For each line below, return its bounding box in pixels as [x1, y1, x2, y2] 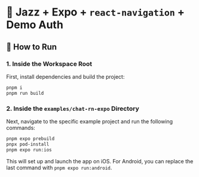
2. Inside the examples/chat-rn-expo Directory [6, 104, 139, 113]
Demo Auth [6, 18, 64, 32]
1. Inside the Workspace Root [6, 60, 93, 68]
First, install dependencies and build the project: [6, 73, 125, 80]
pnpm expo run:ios [6, 147, 52, 153]
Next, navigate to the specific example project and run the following [6, 117, 173, 125]
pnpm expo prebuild [6, 135, 55, 142]
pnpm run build [6, 90, 44, 96]
